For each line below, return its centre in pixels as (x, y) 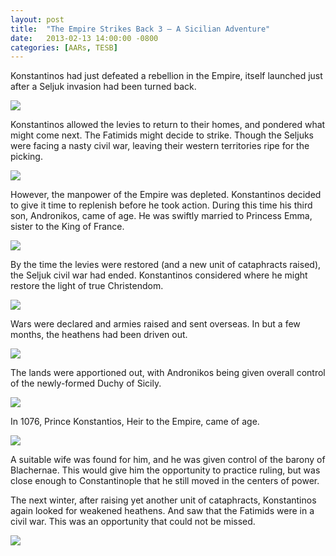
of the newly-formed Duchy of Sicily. (86, 383)
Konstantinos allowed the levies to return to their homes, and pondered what (168, 125)
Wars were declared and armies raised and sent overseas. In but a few (155, 324)
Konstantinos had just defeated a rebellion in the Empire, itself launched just (166, 76)
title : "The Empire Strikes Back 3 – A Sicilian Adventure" (140, 29)
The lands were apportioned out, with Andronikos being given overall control (168, 373)
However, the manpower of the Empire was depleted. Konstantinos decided (166, 195)
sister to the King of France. (67, 227)
